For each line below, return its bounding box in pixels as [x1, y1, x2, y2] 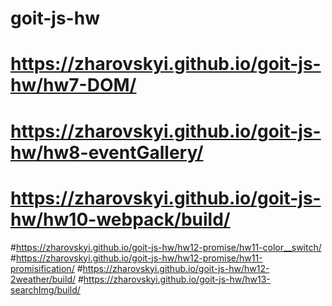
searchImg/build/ [10, 283, 81, 296]
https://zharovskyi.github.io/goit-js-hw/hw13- [83, 273, 271, 285]
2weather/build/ [10, 273, 77, 285]
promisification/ [10, 262, 75, 274]
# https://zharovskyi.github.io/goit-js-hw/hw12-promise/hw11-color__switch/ [10, 241, 322, 253]
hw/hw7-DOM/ [10, 74, 137, 97]
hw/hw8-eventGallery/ [10, 141, 204, 164]
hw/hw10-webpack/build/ [10, 208, 231, 231]
